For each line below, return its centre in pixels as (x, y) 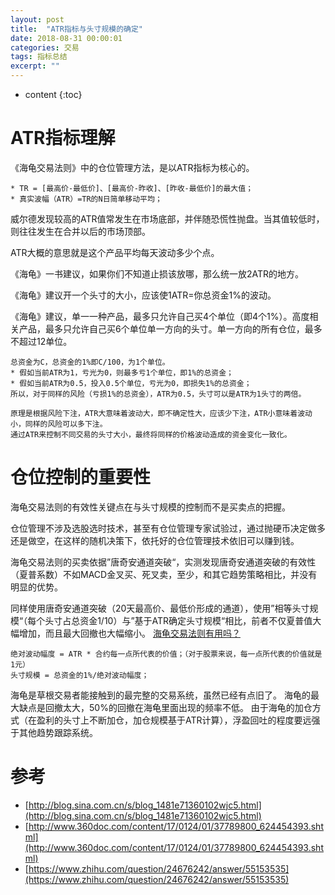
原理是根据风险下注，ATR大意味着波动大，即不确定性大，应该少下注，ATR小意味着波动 (161, 413)
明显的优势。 (36, 587)
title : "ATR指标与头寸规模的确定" (76, 29)
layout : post (37, 19)
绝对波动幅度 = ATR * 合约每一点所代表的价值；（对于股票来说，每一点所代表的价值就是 (166, 654)
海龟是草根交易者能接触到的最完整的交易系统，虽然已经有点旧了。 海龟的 (160, 695)
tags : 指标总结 (39, 57)
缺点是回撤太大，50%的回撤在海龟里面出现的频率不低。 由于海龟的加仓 (165, 707)
